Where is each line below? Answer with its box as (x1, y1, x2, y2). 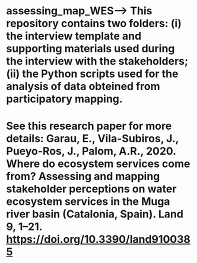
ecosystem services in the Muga (6, 195, 170, 209)
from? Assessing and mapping (6, 170, 160, 183)
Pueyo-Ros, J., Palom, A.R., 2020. (6, 145, 176, 158)
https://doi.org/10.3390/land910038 (6, 233, 191, 246)
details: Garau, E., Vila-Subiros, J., (6, 132, 179, 146)
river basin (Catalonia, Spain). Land (6, 207, 184, 221)
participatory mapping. (6, 92, 123, 106)
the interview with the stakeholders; (6, 54, 189, 68)
